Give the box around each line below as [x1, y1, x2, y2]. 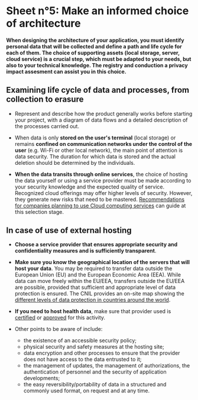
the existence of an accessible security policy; [23, 337, 137, 344]
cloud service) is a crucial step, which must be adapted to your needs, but [6, 55, 191, 63]
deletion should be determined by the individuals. [14, 159, 135, 166]
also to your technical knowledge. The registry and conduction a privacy [6, 61, 188, 69]
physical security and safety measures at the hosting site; [23, 343, 164, 350]
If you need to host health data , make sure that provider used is [14, 308, 171, 315]
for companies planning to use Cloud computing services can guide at [14, 202, 186, 209]
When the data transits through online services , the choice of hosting [14, 170, 188, 178]
